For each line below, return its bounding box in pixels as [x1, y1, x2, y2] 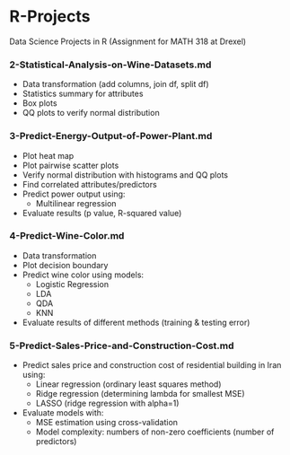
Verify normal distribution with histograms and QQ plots [22, 169, 229, 180]
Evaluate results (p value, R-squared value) [22, 207, 182, 218]
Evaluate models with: [22, 407, 104, 418]
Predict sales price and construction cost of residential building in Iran [22, 360, 282, 371]
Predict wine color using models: [22, 269, 145, 280]
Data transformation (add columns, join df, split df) [22, 79, 209, 90]
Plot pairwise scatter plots [22, 160, 119, 171]
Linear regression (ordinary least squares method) [35, 379, 222, 389]
